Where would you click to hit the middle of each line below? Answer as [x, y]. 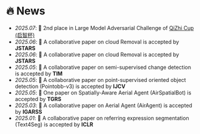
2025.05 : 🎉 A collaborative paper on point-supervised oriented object [100, 80]
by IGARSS [28, 111]
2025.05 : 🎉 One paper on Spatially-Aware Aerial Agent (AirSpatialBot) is [103, 92]
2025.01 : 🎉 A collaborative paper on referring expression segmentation [102, 118]
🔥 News [26, 11]
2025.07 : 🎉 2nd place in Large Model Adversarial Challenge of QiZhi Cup [104, 28]
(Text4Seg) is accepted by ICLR [54, 124]
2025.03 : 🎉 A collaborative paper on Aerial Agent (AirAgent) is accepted [104, 105]
